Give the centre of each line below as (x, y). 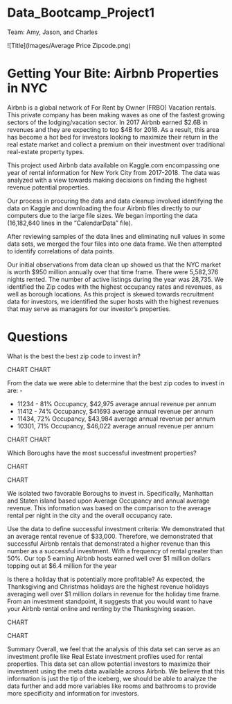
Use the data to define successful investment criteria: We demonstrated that (116, 528)
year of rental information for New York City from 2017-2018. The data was (114, 172)
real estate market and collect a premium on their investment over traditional (116, 144)
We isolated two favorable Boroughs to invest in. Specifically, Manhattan (110, 493)
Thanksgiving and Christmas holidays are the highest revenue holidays (108, 586)
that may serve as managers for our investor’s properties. (89, 309)
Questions (37, 337)
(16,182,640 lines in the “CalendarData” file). (70, 223)
